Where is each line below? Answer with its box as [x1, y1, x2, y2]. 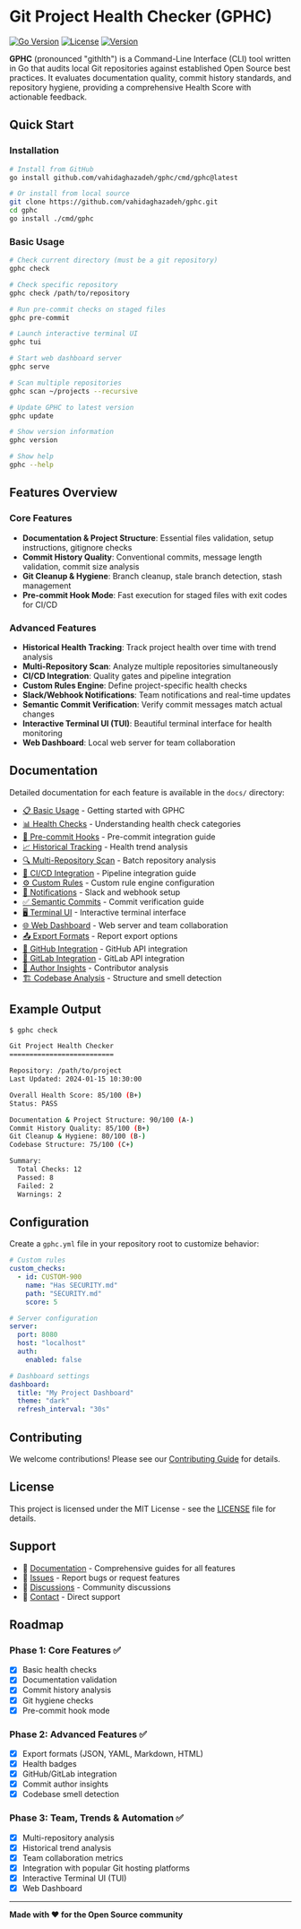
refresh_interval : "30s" [17, 1405, 110, 1414]
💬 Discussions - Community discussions [21, 1581, 172, 1593]
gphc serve [9, 362, 50, 371]
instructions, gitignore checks [21, 542, 133, 552]
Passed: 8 [17, 1173, 54, 1182]
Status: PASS [9, 1099, 58, 1108]
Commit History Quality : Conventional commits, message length [21, 552, 262, 562]
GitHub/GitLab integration [21, 1768, 117, 1779]
